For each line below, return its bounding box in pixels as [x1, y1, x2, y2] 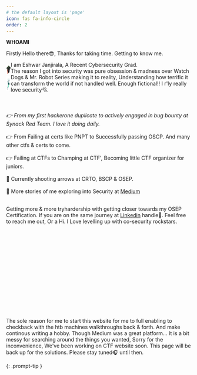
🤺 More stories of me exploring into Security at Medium [6, 188, 141, 195]
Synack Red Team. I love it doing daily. [6, 120, 100, 127]
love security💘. [11, 86, 49, 93]
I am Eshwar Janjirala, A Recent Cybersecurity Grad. [11, 62, 138, 69]
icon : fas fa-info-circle [6, 15, 69, 22]
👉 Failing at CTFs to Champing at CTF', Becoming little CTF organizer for [6, 154, 185, 161]
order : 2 [6, 22, 28, 28]
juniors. [6, 163, 25, 170]
